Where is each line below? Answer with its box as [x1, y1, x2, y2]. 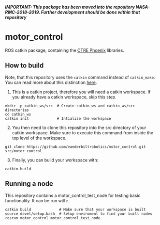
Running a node [5, 179, 53, 188]
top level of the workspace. [12, 135, 67, 141]
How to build [5, 62, 44, 70]
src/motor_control [5, 148, 42, 153]
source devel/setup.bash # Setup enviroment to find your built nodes [5, 211, 152, 216]
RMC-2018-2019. [5, 9, 40, 15]
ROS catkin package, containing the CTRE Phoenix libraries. [5, 47, 124, 53]
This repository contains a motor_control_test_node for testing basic [5, 193, 141, 198]
